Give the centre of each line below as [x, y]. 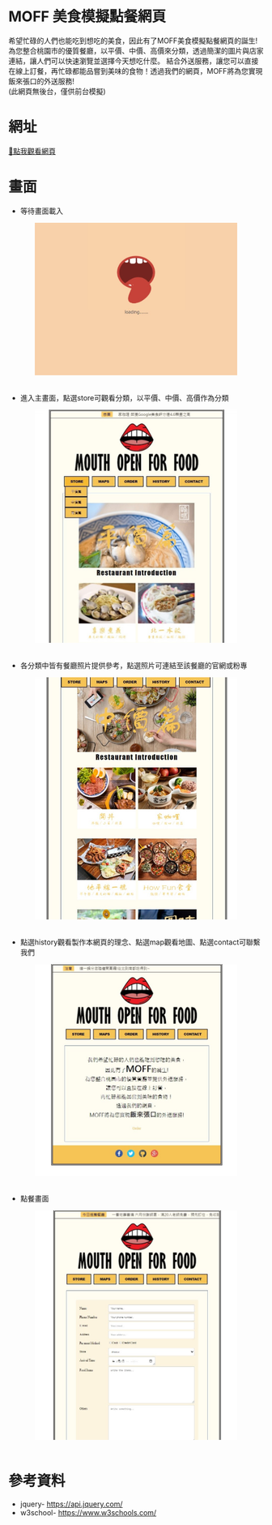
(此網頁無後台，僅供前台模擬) [57, 91]
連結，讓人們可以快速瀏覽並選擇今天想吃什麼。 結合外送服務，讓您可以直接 [134, 61]
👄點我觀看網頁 [32, 151]
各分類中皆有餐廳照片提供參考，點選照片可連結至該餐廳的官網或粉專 [134, 665]
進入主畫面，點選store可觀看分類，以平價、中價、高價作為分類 [124, 397]
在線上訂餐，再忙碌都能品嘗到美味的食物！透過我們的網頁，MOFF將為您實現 [136, 71]
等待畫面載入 [41, 211]
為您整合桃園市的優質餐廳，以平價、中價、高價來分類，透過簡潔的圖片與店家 [136, 50]
